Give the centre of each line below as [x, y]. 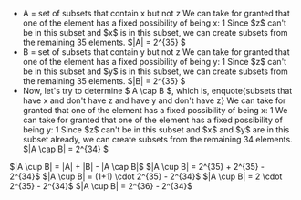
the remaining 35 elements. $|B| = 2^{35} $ [104, 81]
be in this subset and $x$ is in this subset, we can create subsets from [156, 32]
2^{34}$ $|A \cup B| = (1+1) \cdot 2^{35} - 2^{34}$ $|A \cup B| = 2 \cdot [146, 176]
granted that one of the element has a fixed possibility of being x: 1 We [155, 110]
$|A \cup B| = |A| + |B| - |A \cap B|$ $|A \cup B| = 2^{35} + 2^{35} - [137, 167]
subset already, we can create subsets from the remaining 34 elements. [158, 139]
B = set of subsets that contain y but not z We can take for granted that [156, 52]
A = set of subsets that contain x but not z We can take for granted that [156, 13]
